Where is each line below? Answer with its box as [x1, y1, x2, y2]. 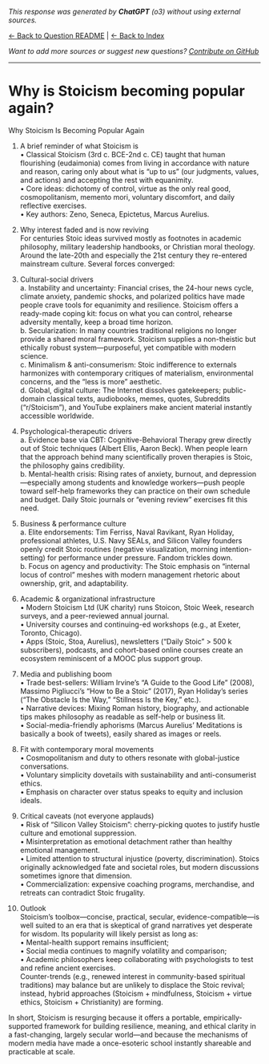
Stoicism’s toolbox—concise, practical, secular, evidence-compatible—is [19, 912, 260, 921]
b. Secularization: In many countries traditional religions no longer [19, 325, 237, 335]
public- [223, 385, 247, 395]
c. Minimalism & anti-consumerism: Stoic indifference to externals [19, 359, 238, 369]
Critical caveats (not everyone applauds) [19, 810, 155, 821]
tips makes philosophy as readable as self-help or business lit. [19, 712, 226, 721]
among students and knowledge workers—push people [62, 477, 246, 487]
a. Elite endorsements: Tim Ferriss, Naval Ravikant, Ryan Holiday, [19, 527, 235, 537]
